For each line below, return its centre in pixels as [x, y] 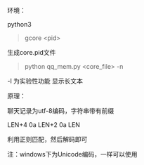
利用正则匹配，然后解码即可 [47, 139]
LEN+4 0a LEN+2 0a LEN [44, 125]
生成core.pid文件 [32, 52]
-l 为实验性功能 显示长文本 [45, 81]
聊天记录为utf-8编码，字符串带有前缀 [61, 111]
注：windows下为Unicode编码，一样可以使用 [72, 154]
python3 [19, 24]
